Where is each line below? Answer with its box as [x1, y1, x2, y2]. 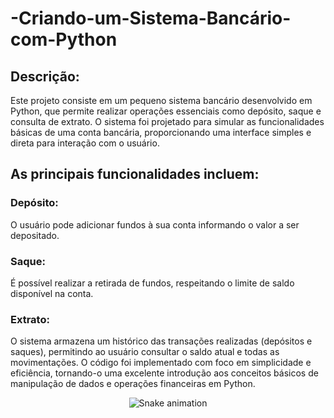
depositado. [10, 229, 60, 241]
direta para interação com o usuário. [10, 137, 160, 149]
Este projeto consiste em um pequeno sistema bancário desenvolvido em [10, 95, 313, 106]
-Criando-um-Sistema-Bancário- [10, 7, 292, 30]
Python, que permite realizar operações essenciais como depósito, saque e [10, 105, 322, 117]
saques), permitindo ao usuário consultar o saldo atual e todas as [10, 346, 280, 358]
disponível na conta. [10, 287, 94, 299]
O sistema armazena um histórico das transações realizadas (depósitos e [10, 335, 313, 347]
